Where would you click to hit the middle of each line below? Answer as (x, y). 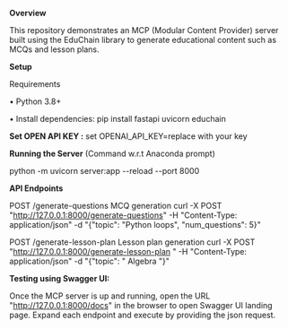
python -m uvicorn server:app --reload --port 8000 (105, 171)
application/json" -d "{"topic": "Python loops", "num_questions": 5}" (135, 225)
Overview (28, 13)
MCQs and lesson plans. (55, 49)
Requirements (35, 84)
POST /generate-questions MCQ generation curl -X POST (116, 206)
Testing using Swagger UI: (60, 278)
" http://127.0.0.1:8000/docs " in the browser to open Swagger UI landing (141, 305)
